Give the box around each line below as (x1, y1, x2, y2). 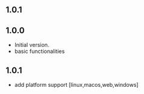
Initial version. (14, 42, 50, 49)
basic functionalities (14, 48, 65, 55)
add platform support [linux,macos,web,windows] (14, 81, 139, 89)
